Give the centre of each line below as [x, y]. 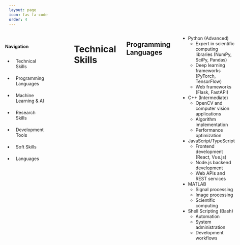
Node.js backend [213, 163]
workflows [206, 238]
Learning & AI [30, 101]
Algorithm [206, 119]
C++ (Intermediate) [208, 98]
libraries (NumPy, [214, 54]
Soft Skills [26, 147]
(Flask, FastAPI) [212, 93]
